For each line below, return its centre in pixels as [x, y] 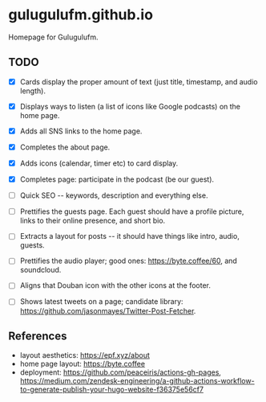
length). [33, 91]
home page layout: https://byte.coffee [83, 364]
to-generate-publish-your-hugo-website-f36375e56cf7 [112, 390]
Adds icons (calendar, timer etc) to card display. [99, 163]
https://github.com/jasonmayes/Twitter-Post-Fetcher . [108, 310]
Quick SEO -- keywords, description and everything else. [114, 195]
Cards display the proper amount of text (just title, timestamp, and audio [139, 81]
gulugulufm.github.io [81, 15]
